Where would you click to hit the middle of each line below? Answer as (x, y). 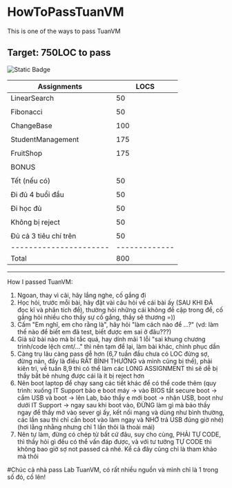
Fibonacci (27, 112)
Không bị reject (35, 222)
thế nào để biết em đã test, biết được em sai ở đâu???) (94, 332)
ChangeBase (31, 125)
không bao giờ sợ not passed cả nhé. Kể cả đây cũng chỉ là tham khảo (117, 449)
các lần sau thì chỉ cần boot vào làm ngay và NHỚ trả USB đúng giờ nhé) (120, 419)
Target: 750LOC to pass (59, 53)
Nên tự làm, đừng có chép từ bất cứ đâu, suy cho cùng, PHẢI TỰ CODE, (119, 434)
